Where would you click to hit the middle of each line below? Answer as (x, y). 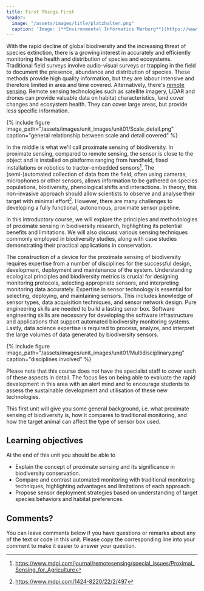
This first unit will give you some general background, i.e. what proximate (98, 409)
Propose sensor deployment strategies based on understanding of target (106, 493)
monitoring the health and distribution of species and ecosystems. (89, 59)
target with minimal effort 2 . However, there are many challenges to (90, 200)
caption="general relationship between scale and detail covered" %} (92, 136)
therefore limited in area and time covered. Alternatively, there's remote (96, 85)
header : (16, 18)
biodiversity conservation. (48, 473)
